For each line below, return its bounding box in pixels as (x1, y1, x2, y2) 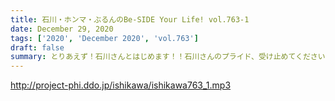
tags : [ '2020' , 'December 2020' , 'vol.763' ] (10, 33, 199, 43)
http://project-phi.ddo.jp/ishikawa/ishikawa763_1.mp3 (10, 79, 232, 91)
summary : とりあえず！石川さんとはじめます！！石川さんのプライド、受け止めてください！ (10, 52, 333, 62)
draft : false (10, 42, 65, 53)
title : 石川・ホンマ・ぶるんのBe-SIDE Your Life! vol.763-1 (10, 14, 250, 25)
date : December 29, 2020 (10, 24, 114, 34)
